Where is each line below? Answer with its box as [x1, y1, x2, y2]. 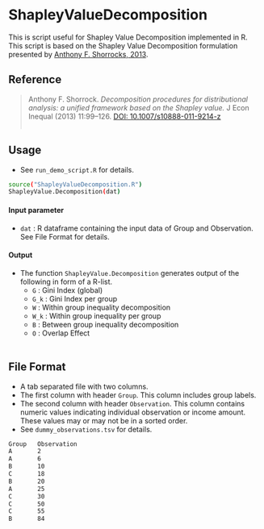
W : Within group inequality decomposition [31, 302, 171, 312]
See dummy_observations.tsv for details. [19, 424, 153, 434]
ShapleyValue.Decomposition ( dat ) [8, 188, 121, 196]
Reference [8, 73, 62, 86]
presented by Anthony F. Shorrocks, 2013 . [8, 49, 149, 59]
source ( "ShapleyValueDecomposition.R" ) [8, 180, 143, 189]
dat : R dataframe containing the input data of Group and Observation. [19, 223, 254, 233]
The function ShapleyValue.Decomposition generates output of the [19, 268, 240, 277]
